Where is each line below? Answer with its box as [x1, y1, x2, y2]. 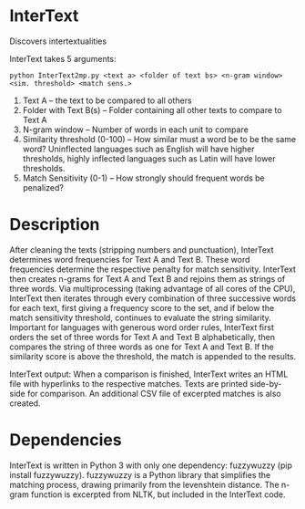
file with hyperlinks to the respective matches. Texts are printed [9, 378, 249, 389]
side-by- [249, 378, 282, 389]
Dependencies [9, 430, 122, 451]
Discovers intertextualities [9, 36, 107, 47]
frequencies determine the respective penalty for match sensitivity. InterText [9, 264, 296, 275]
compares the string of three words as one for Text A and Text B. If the [9, 341, 275, 352]
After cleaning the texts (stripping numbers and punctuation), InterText [9, 244, 275, 255]
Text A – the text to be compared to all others [22, 95, 193, 106]
